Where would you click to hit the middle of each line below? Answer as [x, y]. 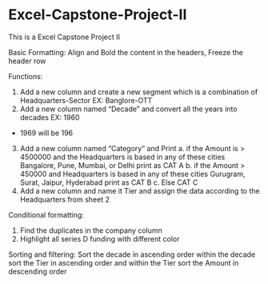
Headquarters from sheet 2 [65, 199]
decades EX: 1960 [50, 117]
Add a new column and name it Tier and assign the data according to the [140, 190]
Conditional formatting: [46, 214]
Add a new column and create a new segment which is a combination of [139, 92]
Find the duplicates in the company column [91, 230]
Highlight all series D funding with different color [100, 238]
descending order [38, 271]
